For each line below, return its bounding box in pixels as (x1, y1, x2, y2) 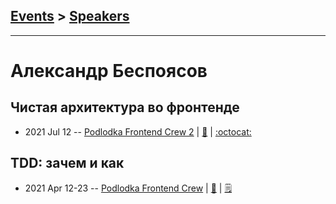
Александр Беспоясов (10, 60, 208, 82)
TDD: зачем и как (10, 155, 125, 172)
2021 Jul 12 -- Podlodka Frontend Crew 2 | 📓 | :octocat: (24, 125, 252, 138)
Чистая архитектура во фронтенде (10, 99, 240, 116)
